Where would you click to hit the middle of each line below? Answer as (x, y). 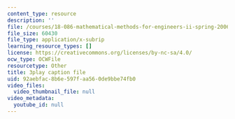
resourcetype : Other (37, 66)
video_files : (26, 85)
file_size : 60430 (33, 33)
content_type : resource (42, 14)
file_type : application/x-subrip (56, 40)
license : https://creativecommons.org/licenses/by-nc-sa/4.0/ (100, 53)
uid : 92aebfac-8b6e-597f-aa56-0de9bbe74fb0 (72, 79)
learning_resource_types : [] (50, 46)
